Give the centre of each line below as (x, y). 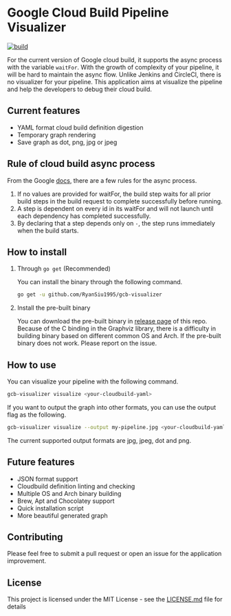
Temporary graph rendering (56, 135)
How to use (32, 365)
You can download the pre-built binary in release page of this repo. (112, 321)
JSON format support (47, 479)
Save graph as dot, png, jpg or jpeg (67, 142)
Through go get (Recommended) (64, 269)
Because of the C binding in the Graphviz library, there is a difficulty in (117, 328)
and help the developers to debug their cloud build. (80, 89)
